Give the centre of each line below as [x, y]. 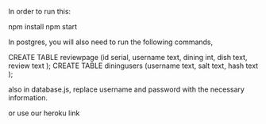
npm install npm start [43, 26]
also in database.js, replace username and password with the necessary [126, 89]
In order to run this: [40, 11]
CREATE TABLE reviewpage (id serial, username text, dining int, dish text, [128, 57]
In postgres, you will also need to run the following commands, [111, 42]
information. [28, 98]
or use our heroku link [44, 113]
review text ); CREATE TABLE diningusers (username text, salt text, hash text [133, 66]
